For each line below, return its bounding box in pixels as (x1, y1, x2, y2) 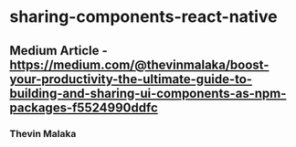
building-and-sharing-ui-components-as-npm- (9, 85, 287, 101)
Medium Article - (9, 43, 108, 58)
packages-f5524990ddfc (9, 100, 158, 115)
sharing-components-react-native (9, 6, 278, 27)
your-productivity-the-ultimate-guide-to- (9, 71, 253, 87)
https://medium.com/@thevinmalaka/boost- (9, 57, 270, 72)
